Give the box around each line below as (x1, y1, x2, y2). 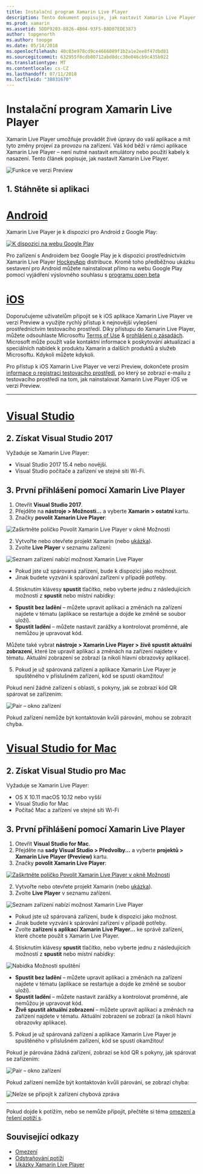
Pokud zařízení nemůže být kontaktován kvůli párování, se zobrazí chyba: (6, 1078, 189, 1086)
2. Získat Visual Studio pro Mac (6, 765, 126, 776)
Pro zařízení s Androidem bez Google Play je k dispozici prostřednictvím (6, 252, 186, 259)
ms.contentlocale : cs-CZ (6, 65, 69, 72)
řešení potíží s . (6, 1114, 43, 1121)
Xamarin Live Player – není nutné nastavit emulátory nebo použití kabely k (6, 148, 190, 156)
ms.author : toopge (6, 37, 53, 43)
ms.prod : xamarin (6, 20, 50, 26)
